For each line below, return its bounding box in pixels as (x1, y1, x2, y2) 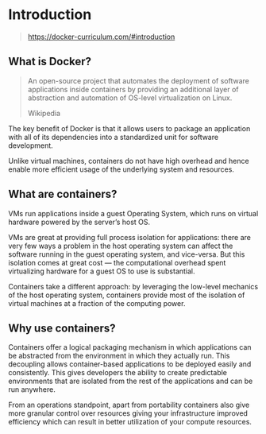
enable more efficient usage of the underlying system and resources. (8, 165, 234, 174)
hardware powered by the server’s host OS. (8, 217, 151, 227)
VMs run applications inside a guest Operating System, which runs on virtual (8, 208, 259, 218)
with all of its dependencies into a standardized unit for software (8, 132, 219, 141)
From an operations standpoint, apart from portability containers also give (8, 400, 250, 410)
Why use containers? (8, 321, 117, 335)
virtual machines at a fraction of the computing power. (8, 298, 186, 308)
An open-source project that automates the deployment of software (27, 76, 250, 85)
